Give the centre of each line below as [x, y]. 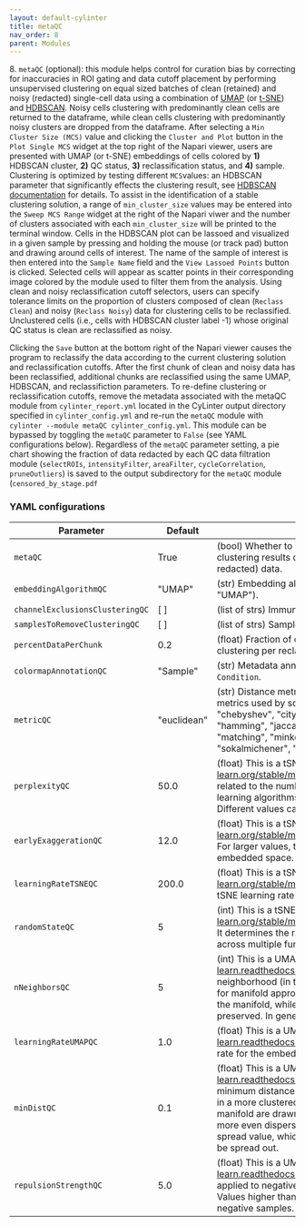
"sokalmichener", [253, 748]
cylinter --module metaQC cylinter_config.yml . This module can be [138, 425]
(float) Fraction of [254, 639]
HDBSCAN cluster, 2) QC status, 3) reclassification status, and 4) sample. [147, 166]
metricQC [33, 719]
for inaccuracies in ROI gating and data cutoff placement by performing [143, 79]
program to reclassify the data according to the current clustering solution [148, 358]
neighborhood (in [254, 981]
